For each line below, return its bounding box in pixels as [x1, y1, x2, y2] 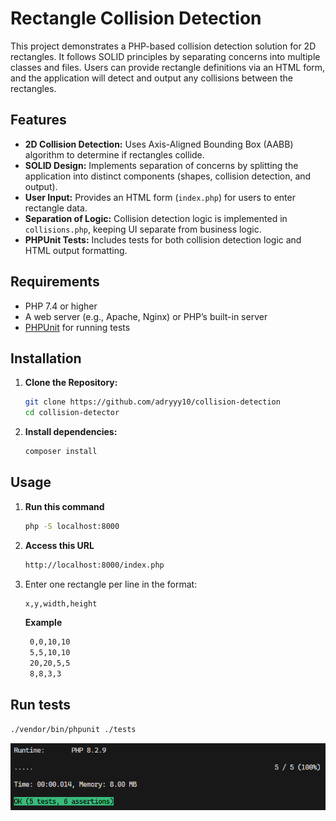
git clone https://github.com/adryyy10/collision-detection [24, 397, 281, 407]
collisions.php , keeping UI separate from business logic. [24, 223, 262, 235]
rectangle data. [24, 202, 88, 214]
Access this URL [24, 539, 95, 551]
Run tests [10, 697, 71, 714]
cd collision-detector [24, 408, 120, 418]
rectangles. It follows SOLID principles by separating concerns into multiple [10, 50, 321, 62]
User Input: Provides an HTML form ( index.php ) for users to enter [24, 191, 296, 203]
